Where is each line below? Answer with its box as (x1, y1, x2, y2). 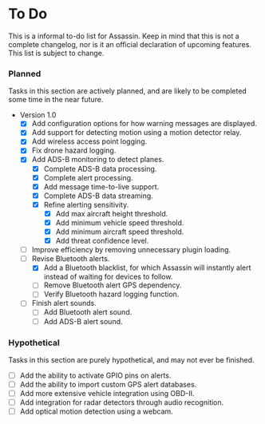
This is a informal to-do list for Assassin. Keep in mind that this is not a (8, 31, 239, 41)
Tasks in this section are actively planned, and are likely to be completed (8, 86, 247, 96)
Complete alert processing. (43, 172, 133, 182)
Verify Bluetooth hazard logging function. (43, 289, 180, 299)
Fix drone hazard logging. (31, 145, 117, 156)
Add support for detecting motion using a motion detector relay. (31, 128, 242, 137)
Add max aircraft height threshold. (55, 208, 168, 218)
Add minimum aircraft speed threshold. (55, 227, 184, 236)
